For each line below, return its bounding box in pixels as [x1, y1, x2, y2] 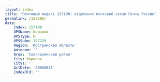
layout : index [5, 7, 34, 12]
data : [5, 20, 16, 26]
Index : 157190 [14, 25, 42, 30]
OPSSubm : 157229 [14, 39, 47, 43]
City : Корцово [14, 56, 42, 61]
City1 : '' [14, 61, 34, 66]
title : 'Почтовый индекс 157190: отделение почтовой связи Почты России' [5, 12, 157, 16]
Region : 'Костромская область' [14, 43, 77, 48]
